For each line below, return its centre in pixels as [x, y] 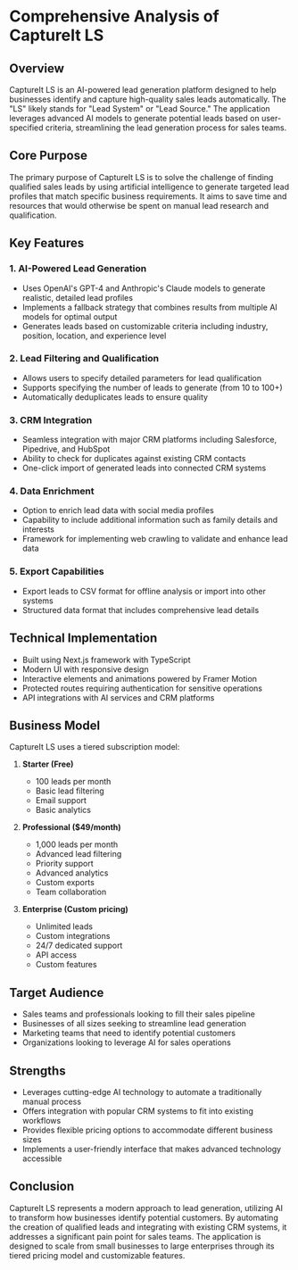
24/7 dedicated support [79, 946]
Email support [61, 801]
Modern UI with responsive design [85, 669]
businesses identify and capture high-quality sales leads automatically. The [148, 99]
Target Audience [57, 992]
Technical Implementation [83, 639]
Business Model [55, 725]
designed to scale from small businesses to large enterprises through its [142, 1246]
